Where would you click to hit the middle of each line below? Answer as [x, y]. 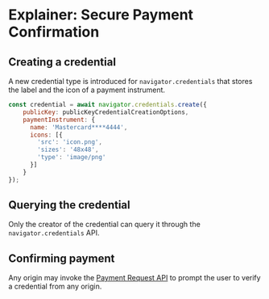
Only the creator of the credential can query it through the [105, 225]
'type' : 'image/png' [72, 158]
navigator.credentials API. [54, 233]
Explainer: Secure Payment [101, 15]
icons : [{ [46, 135]
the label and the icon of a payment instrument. [87, 90]
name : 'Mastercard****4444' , [79, 127]
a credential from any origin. [55, 286]
